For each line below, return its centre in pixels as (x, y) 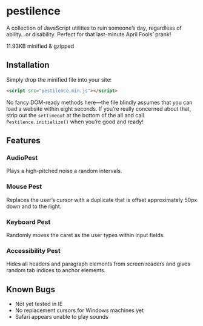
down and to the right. (34, 206)
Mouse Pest (24, 187)
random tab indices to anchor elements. (56, 270)
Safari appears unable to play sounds (62, 317)
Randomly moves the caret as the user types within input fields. (86, 235)
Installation (28, 65)
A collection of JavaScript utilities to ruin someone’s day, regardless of (94, 28)
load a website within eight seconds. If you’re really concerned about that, (99, 109)
